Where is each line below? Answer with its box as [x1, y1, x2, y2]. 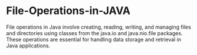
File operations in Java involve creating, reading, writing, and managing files [6, 23, 192, 30]
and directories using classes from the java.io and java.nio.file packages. [6, 29, 183, 36]
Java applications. [6, 42, 51, 49]
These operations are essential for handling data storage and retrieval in [6, 36, 182, 43]
